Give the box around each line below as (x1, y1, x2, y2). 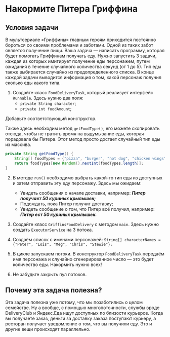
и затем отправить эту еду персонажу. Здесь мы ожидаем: (12, 180, 142, 186)
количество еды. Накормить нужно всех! (12, 261, 102, 268)
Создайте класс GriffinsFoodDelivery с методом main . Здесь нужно (12, 221, 159, 227)
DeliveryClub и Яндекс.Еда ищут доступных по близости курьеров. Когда (5, 310, 163, 316)
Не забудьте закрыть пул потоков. (12, 271, 87, 277)
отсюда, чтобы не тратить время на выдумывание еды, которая (5, 131, 144, 137)
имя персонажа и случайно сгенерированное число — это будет (12, 256, 154, 262)
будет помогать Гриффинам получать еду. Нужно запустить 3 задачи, (5, 53, 157, 59)
